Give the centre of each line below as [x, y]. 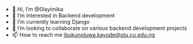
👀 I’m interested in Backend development [63, 15]
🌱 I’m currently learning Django [51, 22]
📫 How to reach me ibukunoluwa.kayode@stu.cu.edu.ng [83, 35]
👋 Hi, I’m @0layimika [38, 9]
